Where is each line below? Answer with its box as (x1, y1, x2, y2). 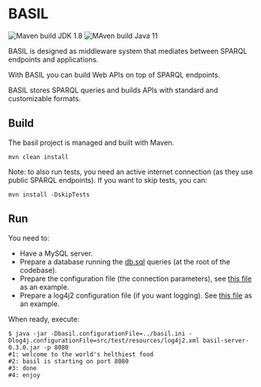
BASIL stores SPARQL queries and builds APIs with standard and (8, 85, 218, 95)
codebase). (19, 265, 58, 275)
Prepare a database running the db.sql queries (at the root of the (19, 256, 231, 266)
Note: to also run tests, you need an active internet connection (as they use (8, 167, 253, 176)
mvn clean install (8, 153, 69, 161)
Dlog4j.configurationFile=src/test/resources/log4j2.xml (8, 336, 200, 344)
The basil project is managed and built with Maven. (8, 138, 175, 147)
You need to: (8, 233, 50, 242)
